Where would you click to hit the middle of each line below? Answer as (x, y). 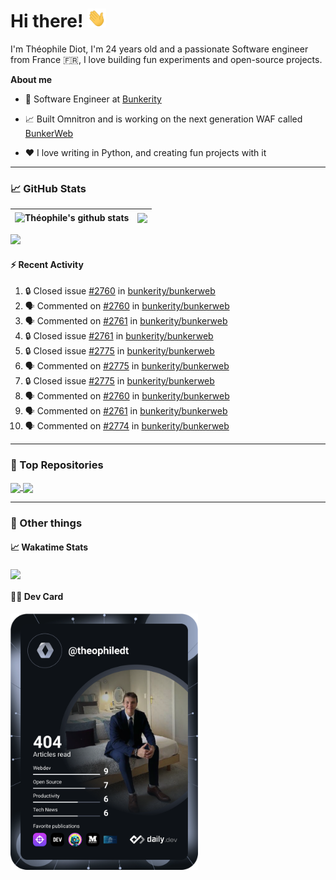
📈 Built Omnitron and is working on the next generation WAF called (163, 119)
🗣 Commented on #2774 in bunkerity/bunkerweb (127, 426)
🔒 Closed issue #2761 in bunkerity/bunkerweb (119, 336)
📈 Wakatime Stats (49, 547)
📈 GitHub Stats (48, 188)
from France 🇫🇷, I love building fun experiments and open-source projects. (166, 59)
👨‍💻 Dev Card (37, 597)
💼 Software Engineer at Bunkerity (93, 99)
